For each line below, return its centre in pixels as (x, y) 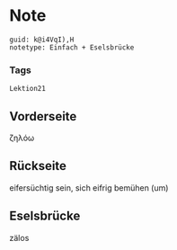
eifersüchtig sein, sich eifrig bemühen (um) (89, 187)
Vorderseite (43, 116)
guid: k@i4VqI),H (42, 40)
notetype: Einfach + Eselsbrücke (72, 47)
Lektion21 (28, 89)
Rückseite (38, 166)
